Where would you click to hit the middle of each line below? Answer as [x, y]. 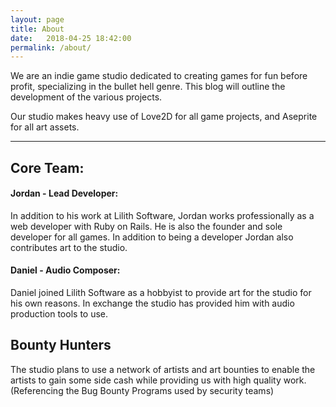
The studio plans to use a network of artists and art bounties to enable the [163, 369]
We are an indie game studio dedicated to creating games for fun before [159, 76]
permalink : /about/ [51, 47]
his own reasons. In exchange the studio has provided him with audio [152, 303]
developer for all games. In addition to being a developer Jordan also [152, 237]
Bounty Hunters [61, 345]
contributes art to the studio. [69, 247]
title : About [37, 29]
